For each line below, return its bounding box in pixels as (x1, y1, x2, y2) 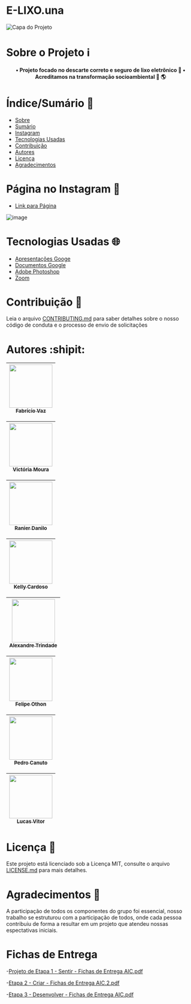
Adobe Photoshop (14, 268, 60, 275)
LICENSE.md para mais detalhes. (6, 867, 88, 874)
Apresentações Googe (14, 255, 71, 262)
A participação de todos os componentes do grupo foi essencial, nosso (6, 908, 183, 915)
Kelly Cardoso (14, 584, 48, 590)
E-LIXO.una (6, 4, 64, 17)
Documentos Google (14, 261, 66, 268)
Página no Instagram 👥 (6, 182, 121, 196)
